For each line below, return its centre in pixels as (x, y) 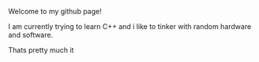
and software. (31, 35)
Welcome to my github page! (55, 11)
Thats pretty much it (41, 50)
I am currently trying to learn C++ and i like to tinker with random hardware (130, 26)
